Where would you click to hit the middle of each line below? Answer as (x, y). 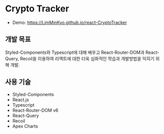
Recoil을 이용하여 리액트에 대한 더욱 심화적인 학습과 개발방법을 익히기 (87, 58)
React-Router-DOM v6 (35, 110)
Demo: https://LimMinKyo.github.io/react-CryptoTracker (70, 22)
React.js (21, 100)
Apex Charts (25, 126)
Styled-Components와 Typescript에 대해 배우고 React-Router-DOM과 (75, 52)
